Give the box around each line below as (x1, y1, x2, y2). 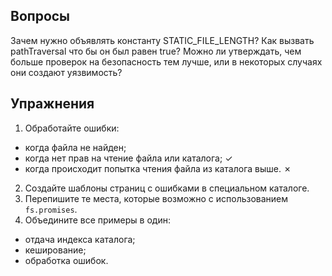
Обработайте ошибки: (24, 122, 120, 134)
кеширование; (24, 244, 87, 256)
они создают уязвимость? (10, 66, 123, 78)
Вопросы (10, 8, 71, 25)
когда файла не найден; (24, 141, 127, 153)
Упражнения (10, 95, 95, 113)
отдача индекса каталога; (24, 233, 136, 245)
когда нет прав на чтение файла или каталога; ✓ (24, 152, 233, 164)
